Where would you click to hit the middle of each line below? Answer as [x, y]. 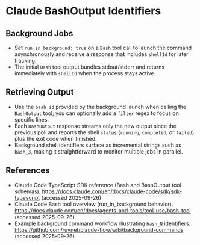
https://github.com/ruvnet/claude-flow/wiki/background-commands [99, 229]
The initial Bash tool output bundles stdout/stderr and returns [89, 67]
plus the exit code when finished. [55, 138]
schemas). [27, 191]
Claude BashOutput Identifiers [83, 11]
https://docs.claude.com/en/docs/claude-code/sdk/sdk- [112, 191]
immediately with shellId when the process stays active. [85, 73]
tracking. [25, 60]
